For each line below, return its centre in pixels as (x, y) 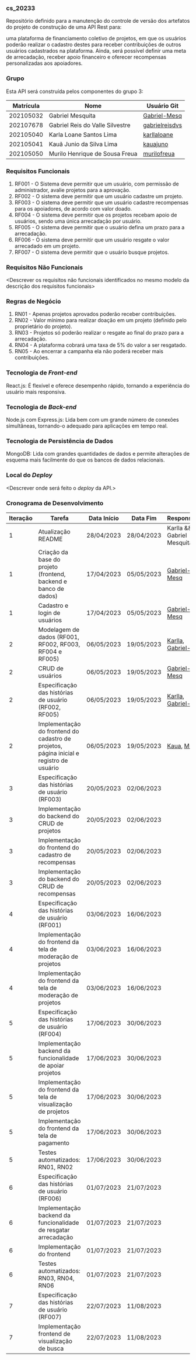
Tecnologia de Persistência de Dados (60, 441)
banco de (51, 588)
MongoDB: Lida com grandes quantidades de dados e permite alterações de (98, 454)
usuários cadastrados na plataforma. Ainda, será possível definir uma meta (96, 51)
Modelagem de (59, 629)
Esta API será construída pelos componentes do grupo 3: (75, 91)
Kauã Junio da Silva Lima (83, 144)
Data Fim (144, 518)
